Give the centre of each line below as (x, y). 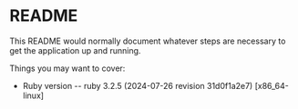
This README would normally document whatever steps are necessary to (148, 41)
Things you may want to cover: (67, 68)
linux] (33, 95)
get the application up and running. (75, 50)
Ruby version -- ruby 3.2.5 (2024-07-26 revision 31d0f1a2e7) (138, 85)
